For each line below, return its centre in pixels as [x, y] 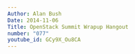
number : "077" [28, 33]
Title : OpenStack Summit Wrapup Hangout [68, 27]
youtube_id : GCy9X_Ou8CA [44, 40]
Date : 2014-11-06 [33, 20]
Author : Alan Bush [34, 14]
